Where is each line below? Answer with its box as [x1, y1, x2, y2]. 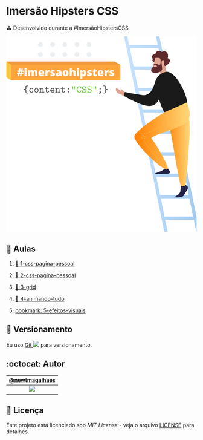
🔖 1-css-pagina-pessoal [14, 260, 75, 267]
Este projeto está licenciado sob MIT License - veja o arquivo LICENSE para [6, 421, 195, 429]
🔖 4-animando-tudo [14, 295, 65, 302]
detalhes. [6, 428, 30, 435]
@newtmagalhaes [8, 376, 56, 384]
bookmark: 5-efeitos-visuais [14, 307, 86, 314]
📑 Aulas [6, 244, 36, 254]
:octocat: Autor [6, 359, 65, 369]
